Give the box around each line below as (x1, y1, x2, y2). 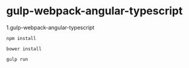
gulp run (6, 56, 28, 62)
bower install (6, 46, 42, 52)
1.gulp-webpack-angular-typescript (6, 24, 95, 31)
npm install (6, 35, 36, 41)
